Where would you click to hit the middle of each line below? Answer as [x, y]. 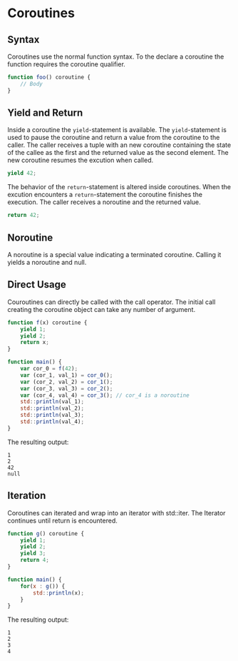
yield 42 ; [22, 173]
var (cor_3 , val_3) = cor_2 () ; [67, 388]
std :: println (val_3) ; [52, 415]
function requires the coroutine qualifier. [67, 64]
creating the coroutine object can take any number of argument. [102, 309]
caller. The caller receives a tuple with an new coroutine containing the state [119, 145]
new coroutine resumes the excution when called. [81, 160]
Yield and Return [45, 113]
